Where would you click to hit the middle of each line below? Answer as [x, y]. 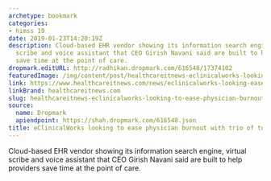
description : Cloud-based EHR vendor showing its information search [128, 46]
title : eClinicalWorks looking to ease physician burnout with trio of [131, 128]
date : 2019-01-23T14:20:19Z [56, 38]
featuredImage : [34, 76]
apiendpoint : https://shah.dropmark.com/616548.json [106, 121]
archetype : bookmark [43, 16]
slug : [17, 98]
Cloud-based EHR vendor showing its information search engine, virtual [128, 150]
